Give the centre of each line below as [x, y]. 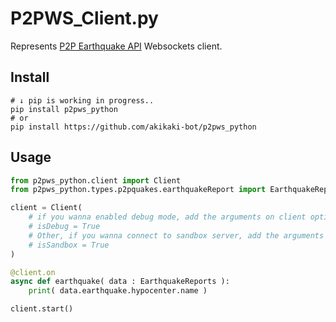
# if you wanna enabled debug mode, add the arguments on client [167, 217]
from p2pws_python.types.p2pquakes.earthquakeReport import [138, 190]
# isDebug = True [64, 227]
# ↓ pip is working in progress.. [82, 100]
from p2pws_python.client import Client [96, 180]
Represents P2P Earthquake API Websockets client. [116, 46]
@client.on [33, 272]
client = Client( [46, 208]
